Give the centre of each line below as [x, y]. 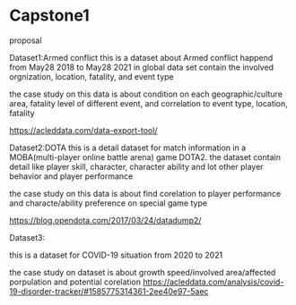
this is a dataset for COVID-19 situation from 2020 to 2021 [116, 255]
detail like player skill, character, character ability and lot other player [136, 166]
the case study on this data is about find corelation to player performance [145, 193]
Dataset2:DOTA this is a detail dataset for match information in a [128, 148]
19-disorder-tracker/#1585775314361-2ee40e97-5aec [109, 291]
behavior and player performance [71, 176]
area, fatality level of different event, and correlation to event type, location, [149, 103]
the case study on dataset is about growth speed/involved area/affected [143, 272]
